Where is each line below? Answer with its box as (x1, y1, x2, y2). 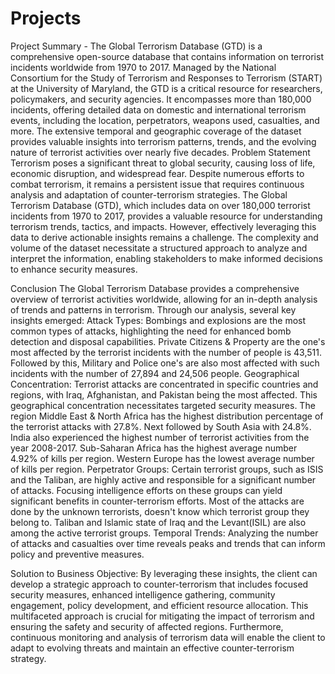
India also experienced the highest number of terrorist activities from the (10, 431, 310, 443)
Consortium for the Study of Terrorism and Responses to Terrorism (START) (10, 72, 323, 84)
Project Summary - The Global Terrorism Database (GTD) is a (10, 40, 263, 52)
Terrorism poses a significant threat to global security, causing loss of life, (10, 157, 316, 169)
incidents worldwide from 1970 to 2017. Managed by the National (10, 61, 277, 73)
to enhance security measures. (10, 263, 138, 275)
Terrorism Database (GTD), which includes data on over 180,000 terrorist (10, 199, 311, 211)
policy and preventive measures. (10, 548, 145, 560)
